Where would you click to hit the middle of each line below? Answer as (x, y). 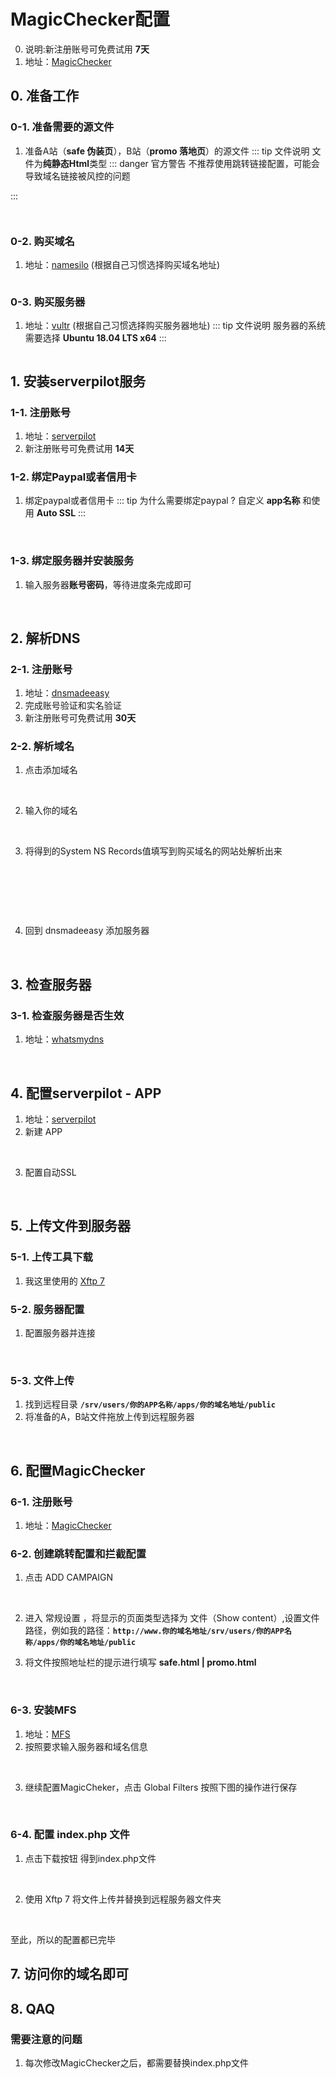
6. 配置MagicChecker (78, 1470)
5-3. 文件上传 (42, 1380)
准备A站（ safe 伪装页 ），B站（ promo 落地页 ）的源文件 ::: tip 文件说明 (167, 151)
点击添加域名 (51, 770)
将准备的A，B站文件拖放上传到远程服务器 (109, 1417)
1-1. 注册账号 (41, 412)
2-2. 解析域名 (42, 747)
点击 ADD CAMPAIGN (69, 1577)
